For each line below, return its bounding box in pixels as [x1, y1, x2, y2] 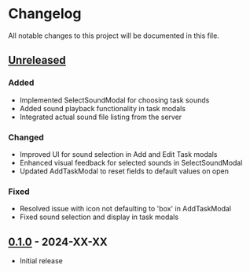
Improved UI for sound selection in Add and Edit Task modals [19, 149, 218, 158]
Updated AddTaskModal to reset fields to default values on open [19, 166, 230, 176]
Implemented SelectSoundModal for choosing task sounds [19, 95, 210, 105]
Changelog [8, 5, 82, 23]
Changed [8, 132, 45, 143]
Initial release [19, 256, 63, 266]
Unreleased [8, 54, 67, 67]
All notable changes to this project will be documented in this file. [8, 31, 220, 40]
